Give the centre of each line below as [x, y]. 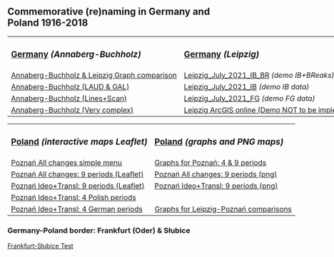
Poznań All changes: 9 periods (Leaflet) [77, 174]
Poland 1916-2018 [48, 23]
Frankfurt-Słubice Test [40, 246]
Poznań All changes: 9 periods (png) [216, 174]
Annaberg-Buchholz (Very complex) [72, 110]
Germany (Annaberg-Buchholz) [76, 55]
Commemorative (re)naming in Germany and [109, 12]
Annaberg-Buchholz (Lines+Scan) [69, 98]
